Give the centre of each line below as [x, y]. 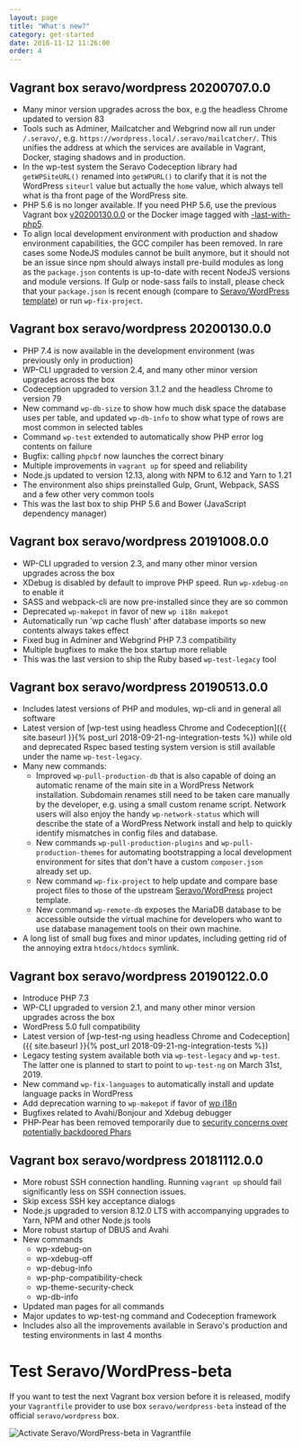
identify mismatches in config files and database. [127, 833]
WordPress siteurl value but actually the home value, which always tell [153, 185]
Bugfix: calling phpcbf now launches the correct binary [123, 456]
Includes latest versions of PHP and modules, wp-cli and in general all [151, 709]
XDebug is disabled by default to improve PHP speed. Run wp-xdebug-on [155, 583]
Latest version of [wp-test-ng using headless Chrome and [130, 1036]
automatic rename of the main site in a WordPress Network [145, 785]
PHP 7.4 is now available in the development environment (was [138, 350]
